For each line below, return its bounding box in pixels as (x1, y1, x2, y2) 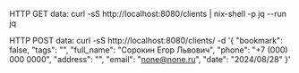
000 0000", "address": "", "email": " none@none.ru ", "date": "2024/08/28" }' (9, 54, 291, 64)
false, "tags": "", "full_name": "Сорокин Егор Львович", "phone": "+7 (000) (9, 45, 288, 55)
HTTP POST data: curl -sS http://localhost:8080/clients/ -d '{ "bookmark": (9, 36, 284, 45)
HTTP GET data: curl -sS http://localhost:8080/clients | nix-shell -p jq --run (9, 9, 287, 19)
